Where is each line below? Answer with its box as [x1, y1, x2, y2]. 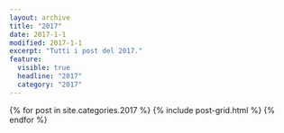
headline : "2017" [17, 72, 83, 81]
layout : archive [9, 13, 70, 22]
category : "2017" [17, 80, 83, 89]
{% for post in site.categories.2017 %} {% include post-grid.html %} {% [9, 104, 276, 115]
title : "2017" [9, 22, 63, 31]
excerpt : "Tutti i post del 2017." [9, 47, 143, 56]
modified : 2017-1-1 [9, 38, 83, 48]
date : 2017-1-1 [9, 30, 67, 39]
